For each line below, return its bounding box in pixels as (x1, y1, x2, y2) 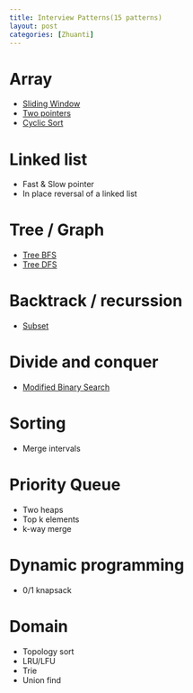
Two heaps (22, 504, 64, 515)
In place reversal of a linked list (22, 188, 137, 199)
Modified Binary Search (22, 382, 110, 392)
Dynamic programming (9, 555, 185, 576)
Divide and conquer (9, 352, 159, 373)
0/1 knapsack (22, 584, 72, 595)
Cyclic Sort (22, 118, 64, 129)
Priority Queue (9, 474, 121, 495)
